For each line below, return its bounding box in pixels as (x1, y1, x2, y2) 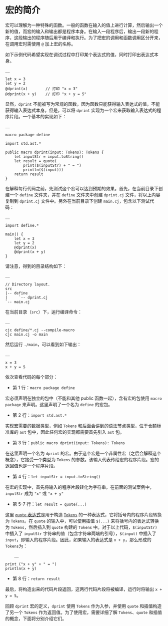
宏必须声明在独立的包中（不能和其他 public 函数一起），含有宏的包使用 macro (5, 395, 162, 401)
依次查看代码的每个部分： (5, 374, 58, 380)
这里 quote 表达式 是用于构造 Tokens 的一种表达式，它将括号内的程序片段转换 (5, 511, 162, 517)
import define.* (5, 223, 39, 228)
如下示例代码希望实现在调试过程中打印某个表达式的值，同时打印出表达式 (5, 51, 154, 58)
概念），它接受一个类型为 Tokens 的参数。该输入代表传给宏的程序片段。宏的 (5, 456, 159, 462)
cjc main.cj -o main (5, 332, 48, 337)
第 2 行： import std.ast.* (12, 412, 67, 418)
